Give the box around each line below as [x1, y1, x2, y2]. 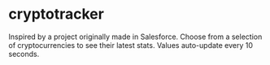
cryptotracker [8, 5, 104, 24]
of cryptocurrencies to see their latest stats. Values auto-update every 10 [8, 40, 254, 50]
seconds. [8, 49, 40, 58]
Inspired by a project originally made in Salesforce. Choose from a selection [8, 32, 263, 41]
